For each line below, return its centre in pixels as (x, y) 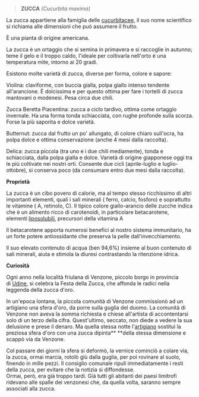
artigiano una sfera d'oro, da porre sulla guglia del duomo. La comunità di (96, 308)
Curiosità (18, 266)
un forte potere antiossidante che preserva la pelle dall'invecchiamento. (94, 236)
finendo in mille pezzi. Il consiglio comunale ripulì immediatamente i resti (95, 363)
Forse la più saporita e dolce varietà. (51, 122)
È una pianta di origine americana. (48, 38)
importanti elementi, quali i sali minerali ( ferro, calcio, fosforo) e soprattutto (99, 199)
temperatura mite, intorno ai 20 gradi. (52, 62)
